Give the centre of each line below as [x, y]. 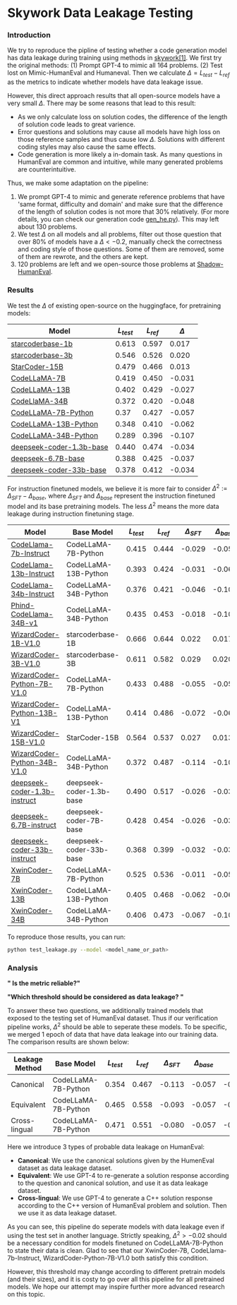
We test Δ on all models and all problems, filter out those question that [120, 234]
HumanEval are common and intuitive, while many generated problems [120, 162]
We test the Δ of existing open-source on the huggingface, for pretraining [114, 306]
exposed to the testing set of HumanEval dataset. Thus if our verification [113, 1018]
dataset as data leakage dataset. [65, 1168]
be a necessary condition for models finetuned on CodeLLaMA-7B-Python [115, 1243]
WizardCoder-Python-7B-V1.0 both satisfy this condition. [126, 1258]
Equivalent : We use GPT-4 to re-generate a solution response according [123, 1176]
